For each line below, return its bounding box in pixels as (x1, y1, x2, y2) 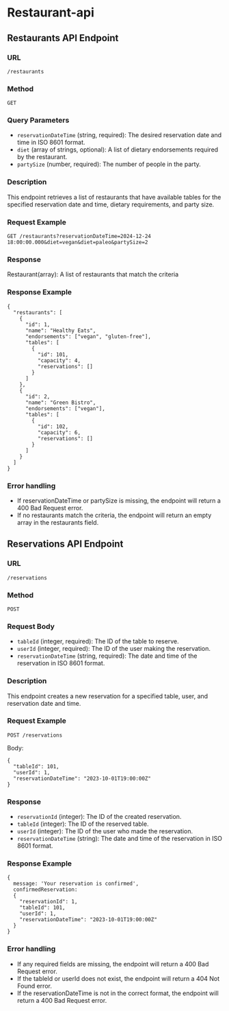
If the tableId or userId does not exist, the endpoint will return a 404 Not (16, 974, 220, 982)
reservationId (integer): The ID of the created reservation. (16, 813, 182, 821)
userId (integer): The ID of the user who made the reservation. (16, 827, 193, 835)
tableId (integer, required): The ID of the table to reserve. (16, 637, 179, 645)
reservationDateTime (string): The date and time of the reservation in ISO (16, 835, 222, 843)
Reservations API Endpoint (7, 538, 124, 550)
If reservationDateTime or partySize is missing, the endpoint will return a (16, 496, 221, 505)
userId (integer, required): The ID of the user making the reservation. (16, 645, 211, 653)
